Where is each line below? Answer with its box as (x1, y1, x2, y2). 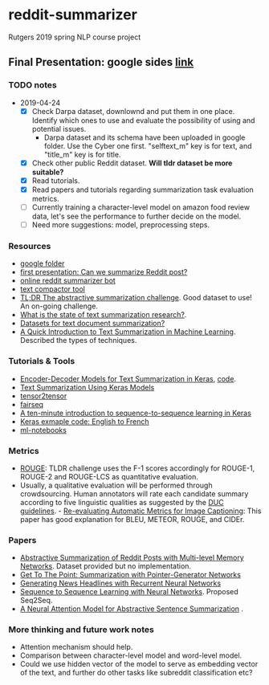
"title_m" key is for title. (43, 149, 121, 159)
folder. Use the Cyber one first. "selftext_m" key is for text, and (43, 141, 252, 150)
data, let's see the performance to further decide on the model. (31, 211, 242, 221)
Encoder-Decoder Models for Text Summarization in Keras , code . (19, 373, 237, 383)
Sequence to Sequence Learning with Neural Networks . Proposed (19, 587, 238, 597)
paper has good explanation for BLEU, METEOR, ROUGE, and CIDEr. (19, 514, 245, 524)
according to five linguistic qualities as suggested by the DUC (19, 497, 224, 507)
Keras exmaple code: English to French (19, 416, 150, 426)
